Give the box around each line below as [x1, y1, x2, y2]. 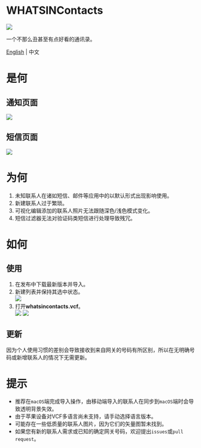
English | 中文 [6, 48, 40, 55]
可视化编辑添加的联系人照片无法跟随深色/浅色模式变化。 [14, 207, 154, 214]
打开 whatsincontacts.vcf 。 [14, 303, 84, 310]
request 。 [14, 435, 39, 443]
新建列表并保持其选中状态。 [14, 288, 84, 295]
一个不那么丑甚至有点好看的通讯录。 [6, 35, 96, 43]
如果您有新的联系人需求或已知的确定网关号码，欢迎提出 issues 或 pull [14, 428, 184, 435]
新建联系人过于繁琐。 [14, 199, 68, 207]
